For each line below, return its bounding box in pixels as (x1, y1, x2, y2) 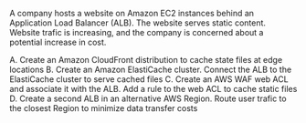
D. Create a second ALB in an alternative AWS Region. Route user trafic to (9, 93, 287, 104)
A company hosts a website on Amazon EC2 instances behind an (9, 8, 254, 18)
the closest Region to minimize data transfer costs (9, 103, 198, 113)
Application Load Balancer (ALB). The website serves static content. (9, 17, 267, 28)
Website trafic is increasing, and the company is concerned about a (9, 27, 264, 37)
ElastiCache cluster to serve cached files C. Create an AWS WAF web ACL (9, 74, 290, 85)
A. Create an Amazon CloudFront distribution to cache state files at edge (9, 55, 283, 65)
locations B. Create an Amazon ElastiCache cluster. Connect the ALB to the (9, 64, 292, 75)
